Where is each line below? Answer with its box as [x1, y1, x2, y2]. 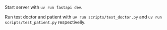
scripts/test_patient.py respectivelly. [5, 19, 86, 25]
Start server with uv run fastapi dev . [5, 4, 83, 10]
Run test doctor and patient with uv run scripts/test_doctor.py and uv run [5, 14, 162, 19]
